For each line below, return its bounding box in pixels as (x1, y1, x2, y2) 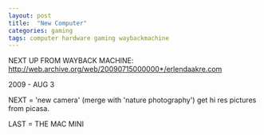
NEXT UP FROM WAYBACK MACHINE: (8, 56, 134, 66)
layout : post (8, 11, 52, 20)
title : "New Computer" (8, 19, 88, 27)
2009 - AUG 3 (8, 80, 55, 89)
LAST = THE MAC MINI (8, 119, 85, 129)
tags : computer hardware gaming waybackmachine (8, 34, 170, 42)
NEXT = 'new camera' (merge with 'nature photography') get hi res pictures (8, 95, 257, 105)
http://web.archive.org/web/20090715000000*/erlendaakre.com (8, 65, 223, 74)
